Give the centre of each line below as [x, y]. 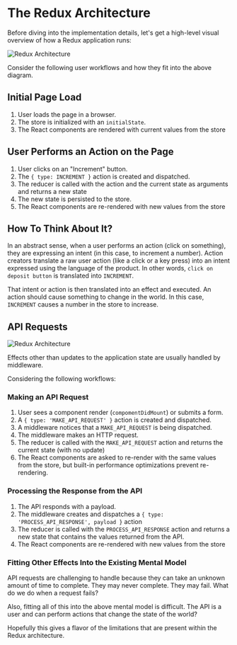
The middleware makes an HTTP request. [78, 435]
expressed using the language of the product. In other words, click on [110, 268]
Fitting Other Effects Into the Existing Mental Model [97, 562]
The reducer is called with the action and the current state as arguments [123, 184]
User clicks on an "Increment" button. [73, 169]
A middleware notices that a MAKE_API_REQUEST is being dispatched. [115, 428]
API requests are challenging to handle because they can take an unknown [116, 578]
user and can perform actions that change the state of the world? [103, 615]
